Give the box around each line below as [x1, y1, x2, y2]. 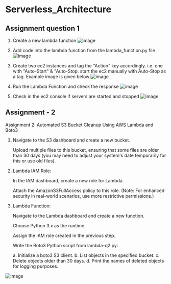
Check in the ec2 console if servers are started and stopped [12, 93, 139, 99]
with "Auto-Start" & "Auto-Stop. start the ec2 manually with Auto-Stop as [12, 68, 166, 74]
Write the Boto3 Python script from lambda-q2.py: [12, 242, 118, 248]
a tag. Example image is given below [12, 74, 90, 80]
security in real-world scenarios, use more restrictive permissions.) [12, 193, 154, 199]
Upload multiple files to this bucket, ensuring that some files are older [12, 147, 159, 153]
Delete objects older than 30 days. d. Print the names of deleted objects [12, 257, 164, 264]
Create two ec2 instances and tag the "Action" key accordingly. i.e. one [12, 63, 163, 68]
